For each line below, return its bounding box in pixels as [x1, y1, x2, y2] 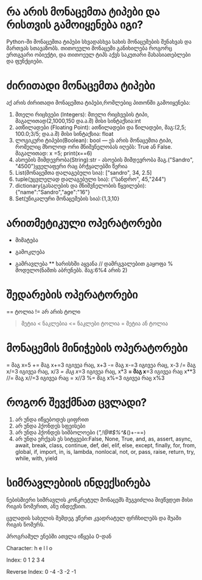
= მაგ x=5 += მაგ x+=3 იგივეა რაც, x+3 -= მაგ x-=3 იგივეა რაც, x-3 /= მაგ [6, 361, 196, 369]
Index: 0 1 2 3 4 [6, 556, 45, 564]
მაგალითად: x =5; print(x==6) [15, 149, 92, 157]
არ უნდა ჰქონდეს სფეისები [15, 422, 86, 430]
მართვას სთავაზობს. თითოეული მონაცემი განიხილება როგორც [6, 44, 172, 52]
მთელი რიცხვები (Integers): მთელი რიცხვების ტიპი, [15, 110, 149, 118]
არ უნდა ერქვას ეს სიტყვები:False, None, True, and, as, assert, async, [15, 435, 193, 442]
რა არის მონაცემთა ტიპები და [6, 5, 160, 19]
